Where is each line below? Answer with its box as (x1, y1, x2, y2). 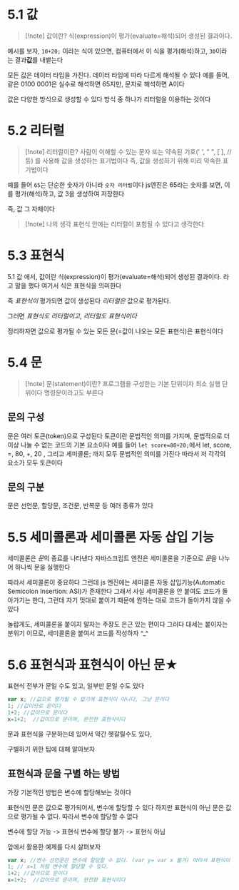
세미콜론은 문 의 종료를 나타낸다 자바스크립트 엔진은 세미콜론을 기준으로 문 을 (7, 554, 218, 562)
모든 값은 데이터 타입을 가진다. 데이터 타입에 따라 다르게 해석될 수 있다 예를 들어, (7, 71, 230, 79)
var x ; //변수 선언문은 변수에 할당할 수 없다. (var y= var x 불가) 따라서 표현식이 (7, 856, 230, 864)
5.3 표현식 (7, 248, 65, 264)
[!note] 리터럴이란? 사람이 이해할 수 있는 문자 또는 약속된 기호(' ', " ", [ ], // (24, 147, 232, 156)
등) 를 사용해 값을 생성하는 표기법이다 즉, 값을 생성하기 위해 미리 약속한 (24, 156, 221, 165)
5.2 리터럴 (7, 123, 65, 139)
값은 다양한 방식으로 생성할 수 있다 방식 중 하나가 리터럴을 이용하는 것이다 (7, 94, 211, 103)
